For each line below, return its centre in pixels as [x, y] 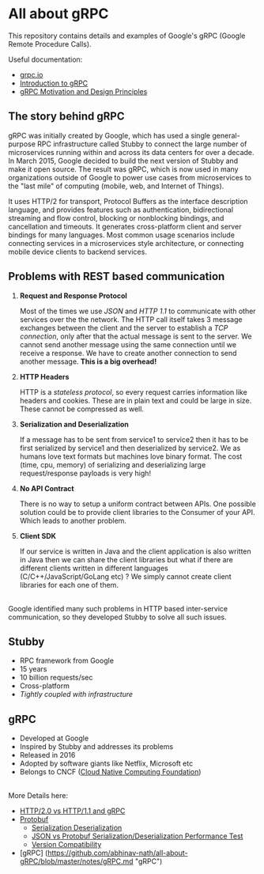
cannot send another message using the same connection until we [128, 344]
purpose [22, 144]
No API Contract [47, 488]
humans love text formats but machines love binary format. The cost [131, 456]
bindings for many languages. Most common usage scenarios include [122, 235]
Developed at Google [54, 738]
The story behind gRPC [66, 117]
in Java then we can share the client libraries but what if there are [126, 559]
